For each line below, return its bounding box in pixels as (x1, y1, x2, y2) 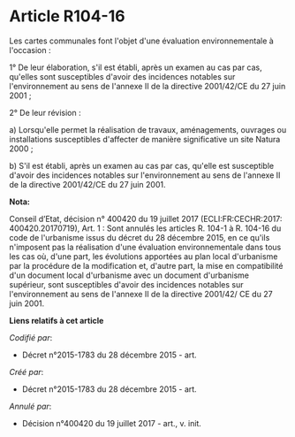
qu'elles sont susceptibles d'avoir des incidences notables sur (9, 71, 236, 81)
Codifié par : (9, 332, 53, 342)
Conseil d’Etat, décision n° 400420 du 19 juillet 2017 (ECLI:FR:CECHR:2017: (9, 213, 283, 224)
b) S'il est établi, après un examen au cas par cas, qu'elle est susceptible (9, 160, 275, 171)
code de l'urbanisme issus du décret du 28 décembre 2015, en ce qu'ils (9, 232, 270, 242)
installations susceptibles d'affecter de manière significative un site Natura (9, 134, 281, 144)
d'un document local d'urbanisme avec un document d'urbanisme (9, 270, 250, 280)
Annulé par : (9, 401, 52, 411)
